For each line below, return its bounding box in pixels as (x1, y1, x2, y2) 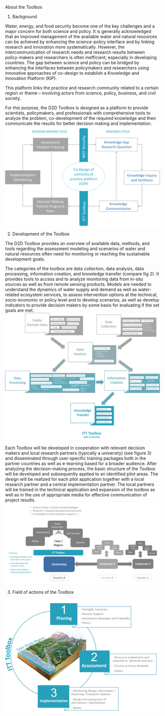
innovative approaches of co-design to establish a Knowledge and (5, 70, 139, 76)
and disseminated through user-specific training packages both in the (5, 455, 146, 461)
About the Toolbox (5, 4, 43, 10)
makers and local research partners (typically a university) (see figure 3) (5, 450, 152, 456)
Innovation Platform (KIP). (5, 76, 57, 81)
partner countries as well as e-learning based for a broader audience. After (5, 460, 157, 466)
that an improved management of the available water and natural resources (5, 34, 157, 39)
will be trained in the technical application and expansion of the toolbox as (5, 486, 156, 493)
